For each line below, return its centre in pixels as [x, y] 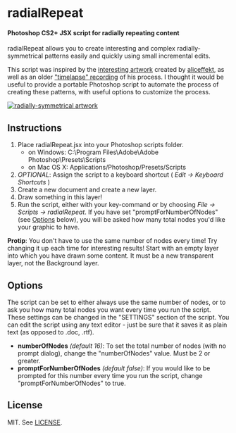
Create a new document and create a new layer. [87, 190]
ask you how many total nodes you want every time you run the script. [109, 310]
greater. [29, 361]
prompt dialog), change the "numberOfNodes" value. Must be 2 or [114, 353]
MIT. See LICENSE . [35, 422]
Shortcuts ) [34, 182]
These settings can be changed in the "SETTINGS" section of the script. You [118, 318]
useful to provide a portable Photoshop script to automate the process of [113, 84]
